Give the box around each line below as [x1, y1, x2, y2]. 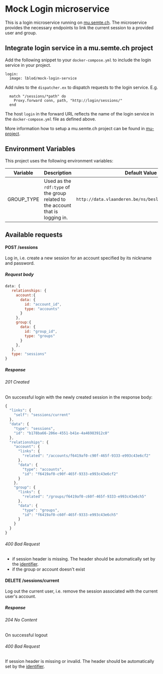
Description [44, 169, 72, 176]
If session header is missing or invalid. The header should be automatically [5, 658, 154, 664]
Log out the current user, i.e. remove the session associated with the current [5, 588, 158, 594]
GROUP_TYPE [7, 196, 40, 203]
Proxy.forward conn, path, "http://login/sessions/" [14, 98, 123, 103]
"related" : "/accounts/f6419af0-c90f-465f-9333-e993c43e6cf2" [22, 453, 151, 459]
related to [44, 196, 66, 203]
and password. [5, 260, 35, 266]
